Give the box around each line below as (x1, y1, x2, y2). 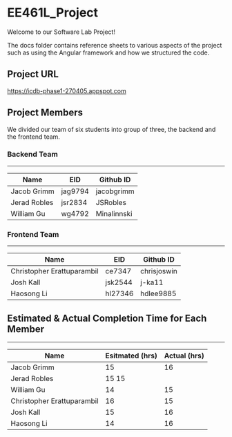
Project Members (7, 107, 84, 119)
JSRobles (95, 197, 126, 207)
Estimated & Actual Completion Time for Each (7, 312, 207, 324)
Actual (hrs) (164, 351, 205, 360)
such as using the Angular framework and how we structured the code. (7, 48, 210, 57)
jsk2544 (105, 278, 133, 287)
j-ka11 (140, 278, 164, 287)
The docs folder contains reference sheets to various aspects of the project (7, 41, 222, 49)
